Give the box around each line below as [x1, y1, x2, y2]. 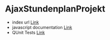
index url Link [12, 19, 39, 25]
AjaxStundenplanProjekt [5, 3, 105, 14]
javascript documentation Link [12, 24, 72, 30]
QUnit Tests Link [12, 29, 45, 35]
